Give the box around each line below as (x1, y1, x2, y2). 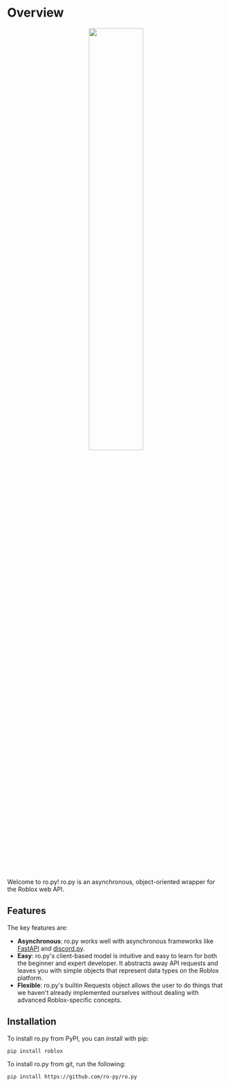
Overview (7, 5, 64, 21)
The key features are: (7, 923, 68, 932)
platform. (17, 973, 44, 982)
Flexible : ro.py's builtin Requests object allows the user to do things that (17, 981, 223, 989)
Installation (7, 1016, 57, 1027)
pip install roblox (7, 1048, 64, 1054)
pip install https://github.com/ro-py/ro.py (7, 1073, 137, 1080)
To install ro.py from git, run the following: (7, 1059, 126, 1068)
